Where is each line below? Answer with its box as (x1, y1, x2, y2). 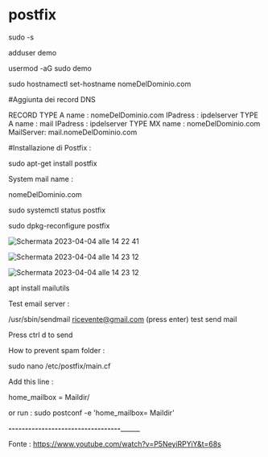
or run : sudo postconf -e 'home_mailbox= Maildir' (8, 408, 175, 418)
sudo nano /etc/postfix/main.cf (8, 360, 111, 371)
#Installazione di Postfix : (8, 142, 92, 152)
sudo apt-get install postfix (8, 159, 98, 168)
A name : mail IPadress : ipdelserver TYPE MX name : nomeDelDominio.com (8, 118, 261, 128)
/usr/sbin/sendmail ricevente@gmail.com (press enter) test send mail (8, 314, 237, 323)
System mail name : (8, 174, 74, 183)
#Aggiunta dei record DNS (8, 94, 96, 104)
